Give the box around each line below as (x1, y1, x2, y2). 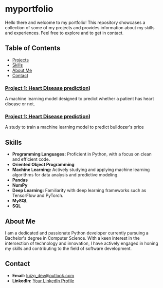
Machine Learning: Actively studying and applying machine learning (12, 167, 150, 173)
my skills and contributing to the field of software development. (5, 245, 132, 251)
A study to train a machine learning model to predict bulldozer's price (5, 124, 144, 130)
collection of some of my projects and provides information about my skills (5, 24, 155, 30)
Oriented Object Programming (12, 162, 74, 168)
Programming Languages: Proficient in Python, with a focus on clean (12, 151, 152, 157)
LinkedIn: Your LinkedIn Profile (12, 278, 74, 284)
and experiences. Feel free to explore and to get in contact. (5, 30, 124, 36)
